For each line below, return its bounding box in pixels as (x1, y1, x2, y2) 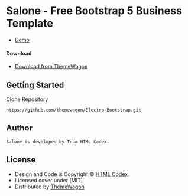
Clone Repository (6, 96, 48, 103)
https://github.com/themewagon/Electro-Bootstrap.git (6, 107, 142, 113)
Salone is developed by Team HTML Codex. (6, 139, 110, 145)
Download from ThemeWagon (14, 63, 88, 70)
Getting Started (6, 80, 64, 90)
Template (6, 17, 53, 30)
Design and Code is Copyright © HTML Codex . (14, 170, 129, 178)
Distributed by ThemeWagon (14, 183, 85, 190)
